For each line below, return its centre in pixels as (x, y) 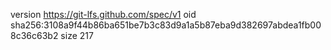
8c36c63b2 (34, 35)
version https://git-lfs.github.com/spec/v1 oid (103, 14)
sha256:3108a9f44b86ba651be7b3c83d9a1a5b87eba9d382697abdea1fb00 (166, 25)
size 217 (77, 35)
